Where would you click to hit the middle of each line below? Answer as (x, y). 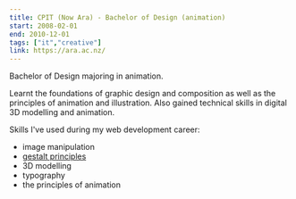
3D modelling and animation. (62, 112)
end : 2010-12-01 (39, 34)
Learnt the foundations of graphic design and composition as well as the (143, 94)
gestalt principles (54, 156)
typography (43, 176)
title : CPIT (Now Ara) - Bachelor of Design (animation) (118, 17)
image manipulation (59, 147)
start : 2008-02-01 (43, 26)
